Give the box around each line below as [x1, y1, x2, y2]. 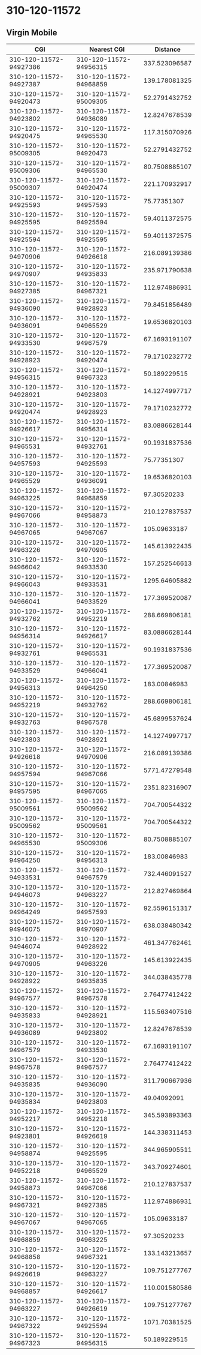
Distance [154, 46, 181, 53]
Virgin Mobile [6, 28, 57, 38]
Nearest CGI [89, 46, 125, 53]
